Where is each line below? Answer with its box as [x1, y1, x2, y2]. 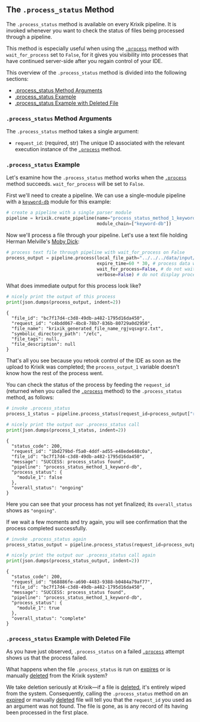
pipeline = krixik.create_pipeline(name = [6, 215, 111, 221]
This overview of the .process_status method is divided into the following [6, 68, 187, 76]
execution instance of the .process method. [14, 146, 122, 153]
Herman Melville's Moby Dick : [6, 238, 80, 245]
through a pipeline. [6, 33, 52, 40]
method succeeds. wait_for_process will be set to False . [6, 180, 145, 187]
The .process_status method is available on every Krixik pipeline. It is [6, 20, 177, 27]
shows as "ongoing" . [6, 507, 57, 514]
